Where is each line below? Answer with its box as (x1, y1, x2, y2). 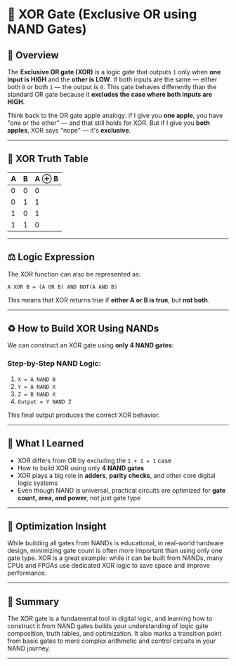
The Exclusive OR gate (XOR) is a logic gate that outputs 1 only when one (7, 68, 221, 76)
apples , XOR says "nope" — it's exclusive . (7, 126, 131, 134)
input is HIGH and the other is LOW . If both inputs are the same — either (7, 75, 218, 84)
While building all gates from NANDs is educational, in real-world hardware (7, 539, 224, 547)
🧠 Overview (7, 49, 59, 61)
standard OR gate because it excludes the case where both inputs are (7, 91, 213, 98)
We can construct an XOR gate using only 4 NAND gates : (7, 341, 174, 349)
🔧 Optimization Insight (7, 520, 107, 532)
